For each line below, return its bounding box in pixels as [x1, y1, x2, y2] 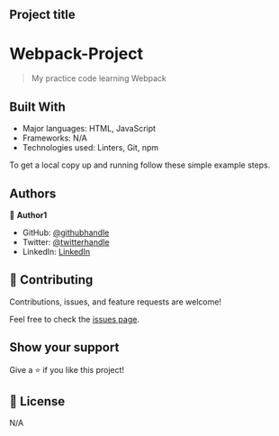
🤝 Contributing [9, 272, 94, 287]
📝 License [9, 394, 66, 409]
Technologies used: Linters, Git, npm [22, 142, 159, 153]
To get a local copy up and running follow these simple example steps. [9, 159, 271, 170]
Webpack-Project [9, 43, 144, 64]
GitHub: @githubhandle [22, 227, 110, 238]
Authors [9, 186, 57, 201]
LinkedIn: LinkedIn [22, 246, 91, 257]
